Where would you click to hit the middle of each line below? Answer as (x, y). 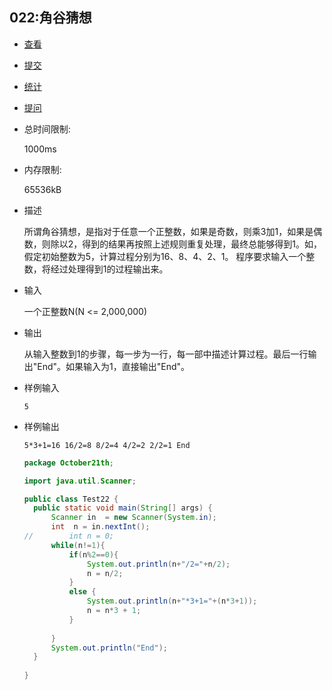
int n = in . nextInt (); (100, 527)
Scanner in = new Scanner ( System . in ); (133, 518)
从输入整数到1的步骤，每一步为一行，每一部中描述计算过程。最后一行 (166, 354)
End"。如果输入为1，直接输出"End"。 (114, 366)
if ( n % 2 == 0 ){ (93, 554)
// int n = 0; (68, 536)
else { (82, 592)
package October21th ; (68, 463)
